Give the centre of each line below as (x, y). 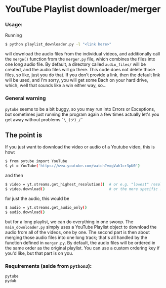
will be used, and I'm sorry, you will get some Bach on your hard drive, (77, 80)
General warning (25, 98)
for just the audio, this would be (37, 198)
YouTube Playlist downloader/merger (83, 9)
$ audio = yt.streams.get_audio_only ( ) (46, 207)
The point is (24, 135)
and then (14, 175)
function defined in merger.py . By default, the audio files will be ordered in (80, 242)
